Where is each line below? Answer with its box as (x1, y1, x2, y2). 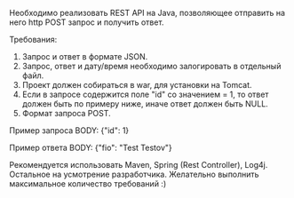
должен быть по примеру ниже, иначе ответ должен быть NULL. (21, 99, 268, 109)
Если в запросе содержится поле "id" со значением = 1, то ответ (21, 89, 269, 99)
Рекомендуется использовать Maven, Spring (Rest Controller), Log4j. (9, 160, 268, 170)
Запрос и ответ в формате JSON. (21, 51, 148, 61)
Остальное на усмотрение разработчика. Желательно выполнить (9, 169, 259, 179)
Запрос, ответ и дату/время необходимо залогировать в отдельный (21, 61, 282, 71)
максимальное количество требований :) (9, 178, 167, 189)
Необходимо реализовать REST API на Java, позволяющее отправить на (9, 8, 286, 18)
